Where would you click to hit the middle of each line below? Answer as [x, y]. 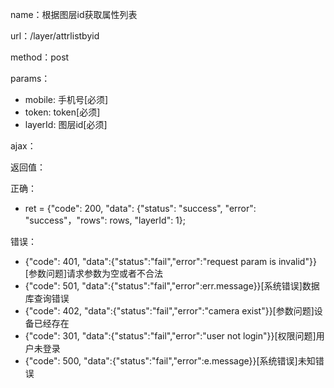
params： [30, 78]
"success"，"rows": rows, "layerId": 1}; [105, 220]
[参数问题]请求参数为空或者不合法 [94, 273]
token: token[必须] [62, 112]
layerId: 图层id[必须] [66, 124]
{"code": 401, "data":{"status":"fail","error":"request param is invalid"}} [170, 261]
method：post [40, 57]
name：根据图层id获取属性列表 [74, 14]
